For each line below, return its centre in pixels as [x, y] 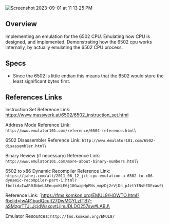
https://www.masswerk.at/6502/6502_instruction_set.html [67, 115]
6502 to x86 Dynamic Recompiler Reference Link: [58, 171]
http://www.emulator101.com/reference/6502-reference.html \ [71, 130]
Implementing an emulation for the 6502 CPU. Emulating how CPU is [78, 36]
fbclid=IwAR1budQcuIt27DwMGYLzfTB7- [49, 201]
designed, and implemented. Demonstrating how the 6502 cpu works [79, 42]
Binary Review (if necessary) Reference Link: [53, 156]
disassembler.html [25, 146]
